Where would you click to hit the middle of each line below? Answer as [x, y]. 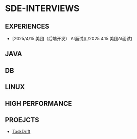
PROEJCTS [22, 120]
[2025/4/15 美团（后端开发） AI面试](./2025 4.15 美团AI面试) [72, 39]
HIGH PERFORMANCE [38, 103]
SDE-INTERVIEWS [42, 8]
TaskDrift [21, 132]
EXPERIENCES [27, 26]
